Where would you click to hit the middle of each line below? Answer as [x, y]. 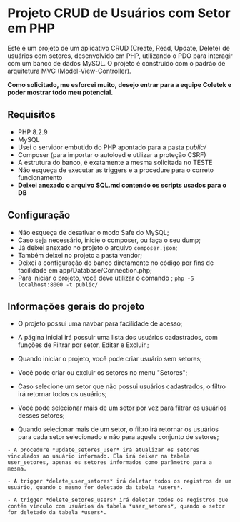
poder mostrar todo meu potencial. [60, 92]
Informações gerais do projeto [76, 306]
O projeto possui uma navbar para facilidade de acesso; [100, 323]
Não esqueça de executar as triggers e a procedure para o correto [116, 170]
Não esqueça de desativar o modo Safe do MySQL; [93, 232]
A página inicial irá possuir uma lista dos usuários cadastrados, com [117, 338]
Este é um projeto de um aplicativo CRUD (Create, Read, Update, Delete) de [119, 48]
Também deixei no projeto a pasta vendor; [80, 255]
